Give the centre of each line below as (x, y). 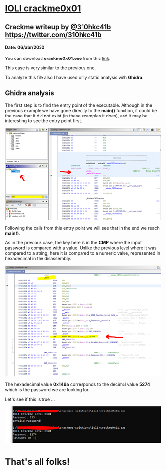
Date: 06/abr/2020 (25, 47)
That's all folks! (38, 461)
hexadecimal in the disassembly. (38, 259)
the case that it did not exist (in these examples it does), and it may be (76, 116)
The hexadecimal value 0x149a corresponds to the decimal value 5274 (78, 384)
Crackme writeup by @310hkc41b (58, 27)
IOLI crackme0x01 (43, 9)
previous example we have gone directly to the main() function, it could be (81, 110)
